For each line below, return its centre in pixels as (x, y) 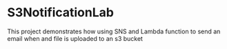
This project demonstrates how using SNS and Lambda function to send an (114, 31)
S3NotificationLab (60, 13)
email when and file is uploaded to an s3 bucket (75, 38)
